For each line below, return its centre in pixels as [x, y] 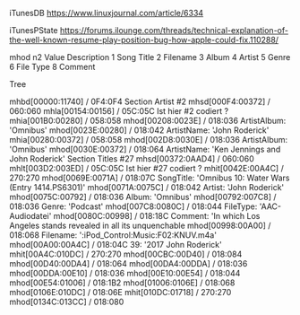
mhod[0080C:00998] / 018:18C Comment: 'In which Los [157, 216]
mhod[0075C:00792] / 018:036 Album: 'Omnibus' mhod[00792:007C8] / [143, 197]
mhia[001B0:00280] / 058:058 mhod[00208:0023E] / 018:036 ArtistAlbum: [148, 121]
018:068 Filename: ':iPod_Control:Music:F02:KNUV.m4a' [113, 235]
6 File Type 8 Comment [52, 67]
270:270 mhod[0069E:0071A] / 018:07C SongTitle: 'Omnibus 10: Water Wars [150, 178]
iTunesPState [34, 30]
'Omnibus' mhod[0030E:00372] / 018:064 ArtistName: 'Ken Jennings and [145, 149]
